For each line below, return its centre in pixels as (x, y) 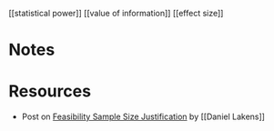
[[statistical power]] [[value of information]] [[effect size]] (116, 13)
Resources (50, 91)
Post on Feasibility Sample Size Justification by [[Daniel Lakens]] (143, 116)
